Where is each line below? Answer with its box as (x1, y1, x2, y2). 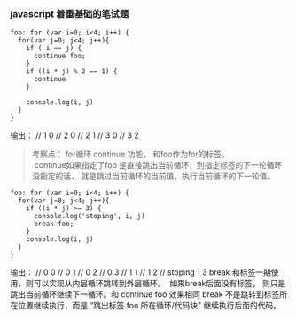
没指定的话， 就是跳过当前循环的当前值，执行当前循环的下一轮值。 (31, 171, 276, 182)
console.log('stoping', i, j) (33, 212, 145, 221)
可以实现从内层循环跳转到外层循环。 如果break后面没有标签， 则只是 (33, 278, 286, 289)
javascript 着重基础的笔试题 (10, 7, 129, 19)
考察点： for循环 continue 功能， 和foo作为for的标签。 (31, 148, 230, 160)
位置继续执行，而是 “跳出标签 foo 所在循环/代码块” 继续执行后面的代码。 (17, 300, 282, 311)
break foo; (33, 219, 74, 229)
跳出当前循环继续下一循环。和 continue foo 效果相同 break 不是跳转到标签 (10, 289, 280, 300)
